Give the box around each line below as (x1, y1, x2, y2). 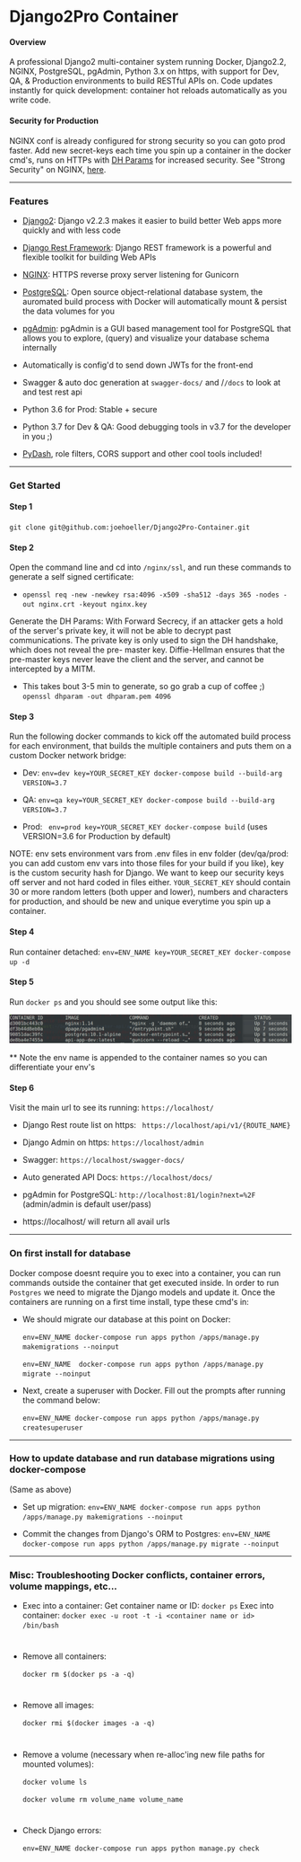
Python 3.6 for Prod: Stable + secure (21, 403, 158, 414)
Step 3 (9, 711, 34, 722)
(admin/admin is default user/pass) (21, 1199, 152, 1210)
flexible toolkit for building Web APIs (21, 252, 157, 262)
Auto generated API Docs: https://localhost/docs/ (21, 1172, 213, 1183)
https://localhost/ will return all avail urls (21, 1216, 170, 1228)
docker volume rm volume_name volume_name (21, 1795, 184, 1804)
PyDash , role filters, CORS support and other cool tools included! (21, 448, 262, 459)
